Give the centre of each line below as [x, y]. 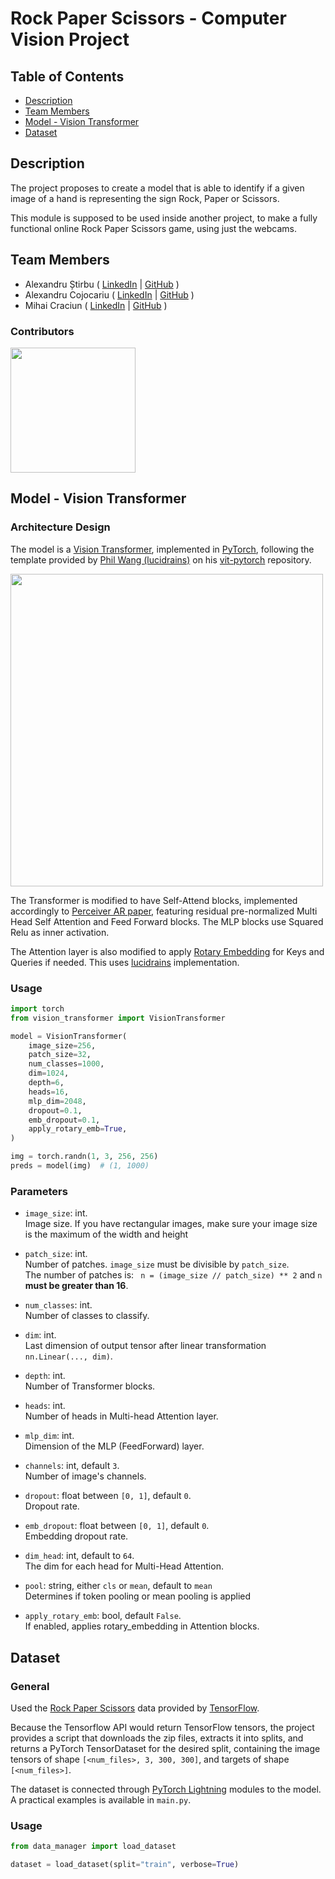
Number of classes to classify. [87, 1316]
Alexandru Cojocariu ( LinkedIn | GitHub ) [109, 294]
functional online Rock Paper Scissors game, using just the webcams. [153, 228]
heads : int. [45, 1406]
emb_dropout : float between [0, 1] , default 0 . [117, 1526]
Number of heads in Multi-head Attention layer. [121, 1416]
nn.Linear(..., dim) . [68, 1356]
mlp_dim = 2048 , [57, 1101]
